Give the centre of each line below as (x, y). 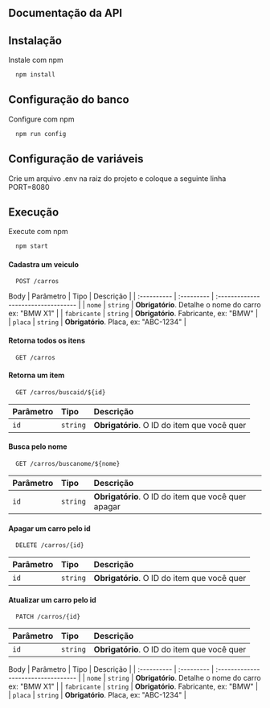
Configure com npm (41, 119)
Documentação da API (65, 13)
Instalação (35, 41)
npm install (36, 75)
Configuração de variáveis (76, 159)
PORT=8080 (29, 187)
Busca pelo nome (38, 447)
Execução (34, 212)
